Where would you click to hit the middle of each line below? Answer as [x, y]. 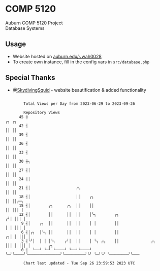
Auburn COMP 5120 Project [34, 23]
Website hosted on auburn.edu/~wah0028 [57, 56]
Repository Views [42, 112]
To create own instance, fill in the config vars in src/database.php [81, 62]
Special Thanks [30, 78]
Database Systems [25, 28]
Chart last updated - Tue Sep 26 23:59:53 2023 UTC [79, 263]
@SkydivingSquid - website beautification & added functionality [79, 90]
